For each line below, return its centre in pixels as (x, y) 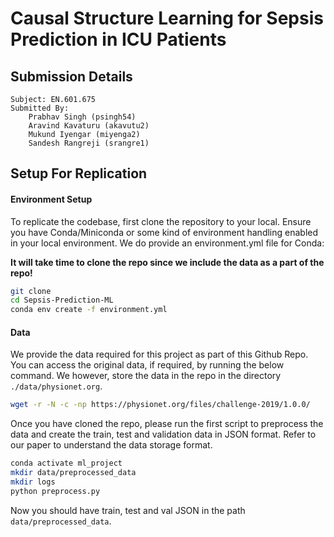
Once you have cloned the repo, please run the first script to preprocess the (167, 424)
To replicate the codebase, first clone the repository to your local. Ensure (161, 221)
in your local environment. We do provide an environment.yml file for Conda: (167, 243)
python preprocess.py (55, 491)
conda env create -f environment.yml (89, 310)
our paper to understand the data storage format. (111, 445)
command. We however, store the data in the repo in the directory (146, 376)
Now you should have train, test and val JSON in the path (128, 510)
